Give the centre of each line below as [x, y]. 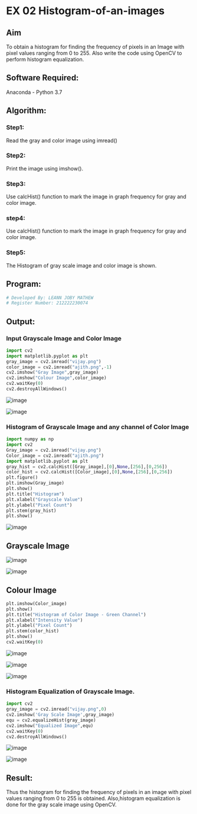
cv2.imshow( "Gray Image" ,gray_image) [52, 372]
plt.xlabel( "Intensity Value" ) [45, 620]
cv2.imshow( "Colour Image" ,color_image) [57, 378]
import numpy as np [30, 439]
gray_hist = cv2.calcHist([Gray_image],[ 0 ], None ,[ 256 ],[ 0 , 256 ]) [87, 467]
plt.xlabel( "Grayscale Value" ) [45, 499]
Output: [21, 321]
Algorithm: [26, 111]
